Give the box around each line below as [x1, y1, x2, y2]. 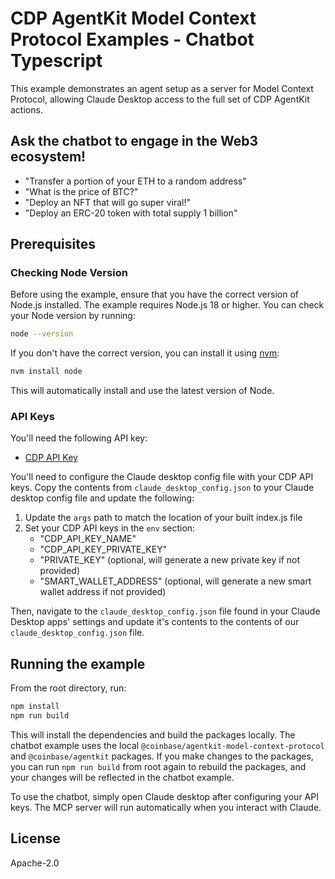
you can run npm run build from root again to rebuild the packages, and [10, 761, 307, 773]
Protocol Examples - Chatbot [10, 28, 255, 51]
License [10, 830, 61, 847]
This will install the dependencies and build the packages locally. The [10, 729, 296, 741]
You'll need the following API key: [10, 432, 148, 444]
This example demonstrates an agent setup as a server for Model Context [10, 82, 314, 94]
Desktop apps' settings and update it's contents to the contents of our [10, 616, 300, 628]
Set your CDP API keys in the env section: [24, 522, 196, 534]
